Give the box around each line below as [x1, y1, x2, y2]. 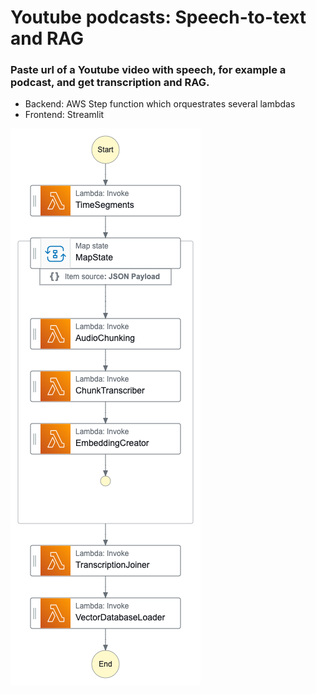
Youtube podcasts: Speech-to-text [10, 6, 307, 29]
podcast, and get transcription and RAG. [10, 76, 210, 90]
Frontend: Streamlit [24, 109, 105, 121]
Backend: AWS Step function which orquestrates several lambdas [24, 98, 296, 110]
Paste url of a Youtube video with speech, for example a [10, 63, 287, 77]
